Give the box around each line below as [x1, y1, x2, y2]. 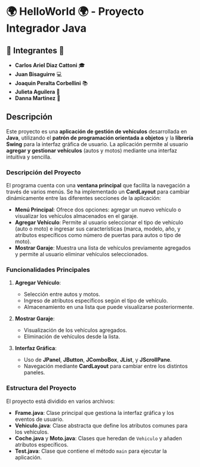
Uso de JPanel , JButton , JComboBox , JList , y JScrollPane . [23, 356, 172, 363]
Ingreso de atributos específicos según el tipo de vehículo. [23, 297, 168, 304]
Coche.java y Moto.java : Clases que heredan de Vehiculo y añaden [14, 435, 182, 442]
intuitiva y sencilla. [6, 153, 52, 160]
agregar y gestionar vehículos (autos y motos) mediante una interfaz [6, 147, 177, 154]
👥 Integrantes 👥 [6, 46, 64, 56]
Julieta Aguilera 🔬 [14, 88, 60, 95]
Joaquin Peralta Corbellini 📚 [14, 80, 88, 87]
